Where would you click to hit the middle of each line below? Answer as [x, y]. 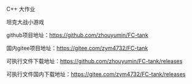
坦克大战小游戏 [25, 22]
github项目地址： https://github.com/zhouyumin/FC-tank [77, 35]
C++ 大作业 [21, 9]
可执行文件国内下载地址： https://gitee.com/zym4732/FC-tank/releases [96, 74]
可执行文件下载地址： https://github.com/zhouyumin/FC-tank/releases [94, 61]
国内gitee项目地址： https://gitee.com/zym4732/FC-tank [77, 48]
